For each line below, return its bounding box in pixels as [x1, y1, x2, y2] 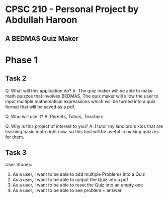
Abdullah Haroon [5, 14, 77, 26]
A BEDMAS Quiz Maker [5, 34, 79, 43]
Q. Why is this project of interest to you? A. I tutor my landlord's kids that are [5, 123, 163, 129]
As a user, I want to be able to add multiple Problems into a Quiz [12, 171, 145, 177]
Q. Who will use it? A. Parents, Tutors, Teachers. [5, 113, 105, 119]
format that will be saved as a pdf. [5, 104, 75, 110]
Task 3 [5, 148, 27, 157]
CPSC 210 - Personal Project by [5, 4, 139, 15]
